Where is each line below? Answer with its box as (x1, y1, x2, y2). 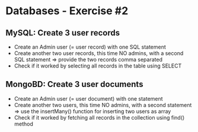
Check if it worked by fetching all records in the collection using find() (14, 114, 185, 121)
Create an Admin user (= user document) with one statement (14, 95, 164, 102)
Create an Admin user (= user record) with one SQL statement (14, 43, 167, 50)
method (14, 120, 34, 127)
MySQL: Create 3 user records (5, 28, 120, 38)
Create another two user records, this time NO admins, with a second (14, 50, 184, 57)
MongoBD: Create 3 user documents (5, 79, 143, 89)
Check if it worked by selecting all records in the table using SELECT (14, 62, 182, 69)
